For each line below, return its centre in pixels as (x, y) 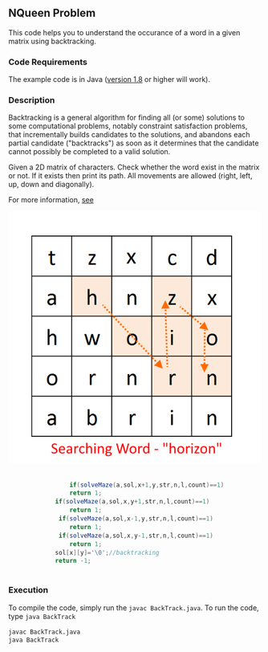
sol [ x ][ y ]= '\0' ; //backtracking (107, 552)
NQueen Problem (52, 13)
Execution (28, 590)
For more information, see (51, 200)
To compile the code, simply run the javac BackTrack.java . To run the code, (134, 607)
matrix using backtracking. (52, 41)
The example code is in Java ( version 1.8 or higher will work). (110, 79)
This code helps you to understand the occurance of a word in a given (124, 32)
